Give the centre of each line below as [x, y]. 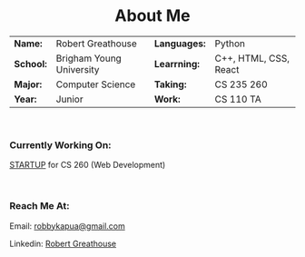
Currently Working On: [60, 144]
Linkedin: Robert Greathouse [63, 243]
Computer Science [96, 84]
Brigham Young [89, 58]
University [78, 69]
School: [31, 64]
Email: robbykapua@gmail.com [67, 226]
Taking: [170, 84]
